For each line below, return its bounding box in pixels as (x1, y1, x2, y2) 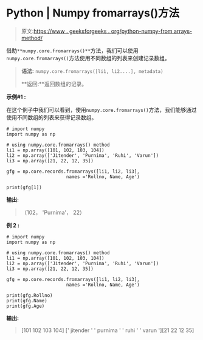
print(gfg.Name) (6, 297, 47, 304)
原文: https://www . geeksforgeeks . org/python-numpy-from (21, 27, 173, 35)
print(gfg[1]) (6, 184, 43, 190)
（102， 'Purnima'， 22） (21, 209, 85, 216)
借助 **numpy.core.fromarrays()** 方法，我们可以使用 (6, 47, 139, 54)
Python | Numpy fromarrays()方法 (6, 6, 180, 20)
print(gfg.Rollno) (6, 292, 53, 299)
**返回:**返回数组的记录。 (21, 80, 87, 88)
